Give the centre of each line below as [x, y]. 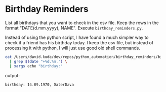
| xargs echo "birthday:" [36, 66]
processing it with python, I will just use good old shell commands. [73, 48]
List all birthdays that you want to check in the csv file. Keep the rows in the [82, 23]
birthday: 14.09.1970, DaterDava [40, 85]
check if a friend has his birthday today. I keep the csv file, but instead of [79, 42]
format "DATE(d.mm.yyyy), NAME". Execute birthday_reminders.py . [74, 28]
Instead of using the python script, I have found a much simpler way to [77, 37]
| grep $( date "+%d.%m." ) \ [39, 61]
